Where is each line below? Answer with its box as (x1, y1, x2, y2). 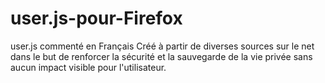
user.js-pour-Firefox (10, 7, 183, 30)
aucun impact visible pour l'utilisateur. (10, 61, 167, 73)
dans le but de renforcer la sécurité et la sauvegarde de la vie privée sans (10, 50, 313, 62)
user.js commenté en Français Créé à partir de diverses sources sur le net (10, 40, 315, 52)
